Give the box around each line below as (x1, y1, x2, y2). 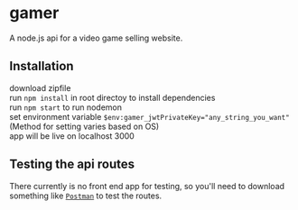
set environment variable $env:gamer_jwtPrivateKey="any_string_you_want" (9, 111, 291, 122)
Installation (9, 59, 74, 74)
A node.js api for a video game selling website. (9, 32, 183, 43)
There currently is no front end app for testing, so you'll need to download (9, 180, 285, 191)
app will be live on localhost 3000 (9, 130, 135, 142)
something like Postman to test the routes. (9, 190, 163, 201)
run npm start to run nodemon (9, 102, 123, 113)
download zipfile (9, 82, 71, 93)
